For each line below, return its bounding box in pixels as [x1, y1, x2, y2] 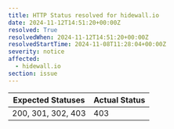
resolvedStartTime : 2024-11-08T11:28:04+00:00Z [8, 41, 167, 48]
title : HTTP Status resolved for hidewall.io [8, 11, 159, 20]
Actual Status [93, 95, 146, 106]
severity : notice [8, 48, 65, 56]
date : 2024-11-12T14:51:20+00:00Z [8, 19, 121, 27]
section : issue [8, 70, 58, 77]
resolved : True [8, 26, 58, 34]
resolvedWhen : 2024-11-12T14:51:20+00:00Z [8, 33, 149, 41]
